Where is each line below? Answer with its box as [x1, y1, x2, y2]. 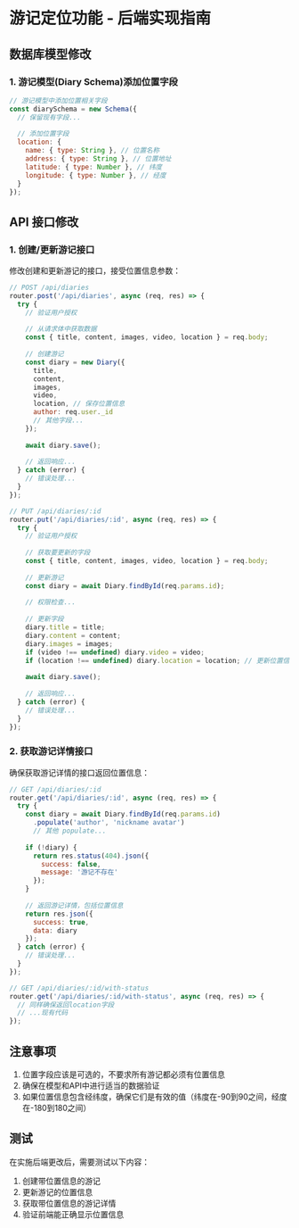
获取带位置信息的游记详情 [21, 1198, 117, 1208]
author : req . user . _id [32, 408, 114, 417]
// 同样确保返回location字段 [17, 1000, 115, 1009]
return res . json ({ [25, 909, 93, 918]
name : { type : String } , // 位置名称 [25, 146, 160, 155]
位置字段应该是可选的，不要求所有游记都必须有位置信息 [21, 1069, 225, 1080]
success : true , [32, 917, 90, 926]
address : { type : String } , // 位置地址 [25, 154, 172, 163]
